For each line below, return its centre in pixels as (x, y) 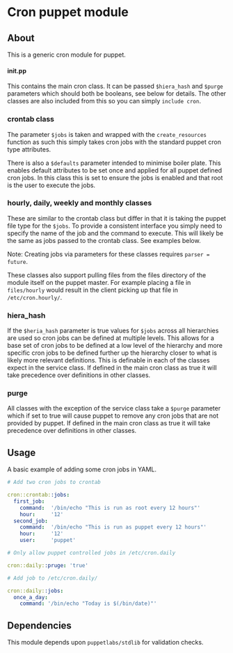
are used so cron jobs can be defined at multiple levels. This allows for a (111, 338)
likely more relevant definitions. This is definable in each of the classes (109, 360)
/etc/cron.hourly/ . (35, 297)
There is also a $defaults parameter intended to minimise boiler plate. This (114, 163)
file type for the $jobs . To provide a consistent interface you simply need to (115, 226)
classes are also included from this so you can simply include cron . (104, 101)
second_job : (31, 521)
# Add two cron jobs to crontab (54, 483)
